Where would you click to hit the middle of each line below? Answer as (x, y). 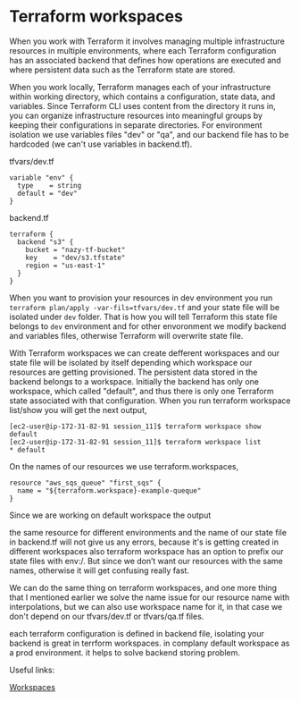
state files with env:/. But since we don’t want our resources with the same (146, 561)
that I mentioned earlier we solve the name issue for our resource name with (150, 597)
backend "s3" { (46, 242)
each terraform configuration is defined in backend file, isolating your (137, 633)
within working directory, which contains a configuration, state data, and (142, 97)
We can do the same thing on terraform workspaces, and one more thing (143, 587)
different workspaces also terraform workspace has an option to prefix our (146, 551)
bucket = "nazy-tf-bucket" (75, 249)
